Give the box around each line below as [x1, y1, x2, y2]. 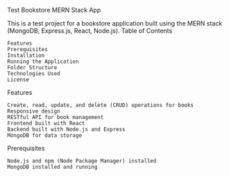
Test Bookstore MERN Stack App [7, 6, 101, 14]
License [7, 76, 30, 83]
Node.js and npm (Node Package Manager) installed [7, 158, 157, 165]
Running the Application [7, 58, 79, 65]
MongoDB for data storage [7, 132, 82, 139]
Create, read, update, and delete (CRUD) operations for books [7, 102, 194, 109]
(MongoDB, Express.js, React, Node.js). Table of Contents [7, 27, 173, 35]
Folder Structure [7, 64, 58, 71]
